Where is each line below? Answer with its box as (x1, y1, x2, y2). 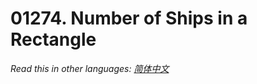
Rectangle (10, 28, 97, 51)
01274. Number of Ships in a (10, 7, 248, 30)
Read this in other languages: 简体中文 (10, 62, 170, 74)
